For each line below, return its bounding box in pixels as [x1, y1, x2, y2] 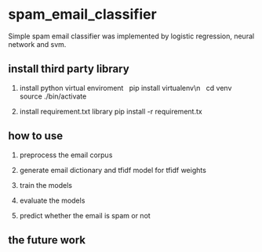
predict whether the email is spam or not [19, 211, 151, 220]
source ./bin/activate [19, 92, 87, 101]
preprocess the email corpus [19, 150, 113, 160]
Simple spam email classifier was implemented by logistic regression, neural [8, 31, 255, 41]
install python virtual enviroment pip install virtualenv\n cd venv [19, 83, 232, 92]
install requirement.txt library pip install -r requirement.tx [19, 106, 202, 116]
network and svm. [8, 39, 67, 49]
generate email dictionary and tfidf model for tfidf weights [19, 165, 206, 175]
